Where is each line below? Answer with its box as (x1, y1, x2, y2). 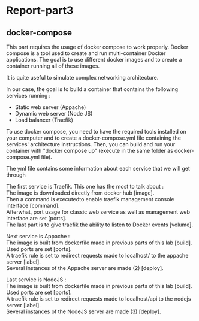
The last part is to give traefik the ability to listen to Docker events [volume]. (6, 221, 194, 228)
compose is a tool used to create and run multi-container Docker (6, 50, 166, 57)
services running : (6, 92, 51, 99)
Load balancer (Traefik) (14, 116, 74, 123)
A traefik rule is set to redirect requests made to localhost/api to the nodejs (6, 295, 191, 302)
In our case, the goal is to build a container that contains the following (6, 86, 179, 93)
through (6, 171, 26, 178)
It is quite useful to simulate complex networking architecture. (6, 74, 159, 81)
